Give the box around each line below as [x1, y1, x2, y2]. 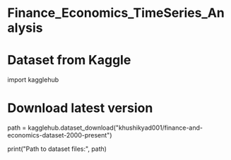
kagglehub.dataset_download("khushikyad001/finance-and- [28, 123, 203, 132]
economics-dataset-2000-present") [7, 131, 112, 140]
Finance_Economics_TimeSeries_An [7, 5, 225, 21]
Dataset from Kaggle [7, 52, 131, 68]
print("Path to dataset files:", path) [7, 144, 107, 153]
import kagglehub [7, 75, 59, 84]
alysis [7, 20, 43, 36]
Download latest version [7, 100, 153, 116]
